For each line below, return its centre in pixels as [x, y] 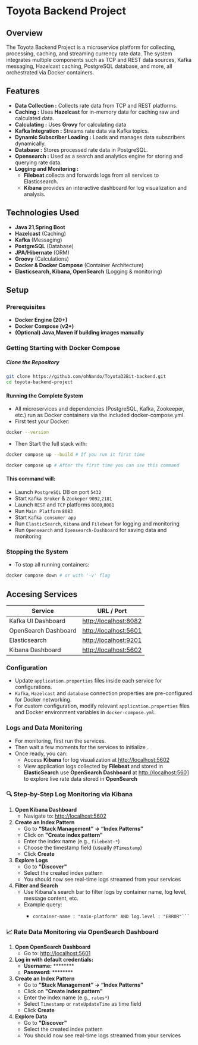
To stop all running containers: [52, 565]
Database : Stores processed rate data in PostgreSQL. [81, 149]
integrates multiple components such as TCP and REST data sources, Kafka [99, 60]
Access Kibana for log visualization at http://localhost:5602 [97, 759]
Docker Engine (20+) [41, 320]
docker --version [28, 433]
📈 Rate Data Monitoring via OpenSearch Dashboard [82, 931]
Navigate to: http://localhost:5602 [65, 816]
